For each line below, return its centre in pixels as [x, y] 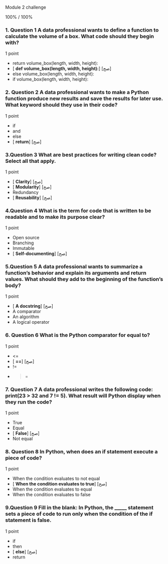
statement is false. [28, 520]
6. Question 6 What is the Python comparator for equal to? [78, 335]
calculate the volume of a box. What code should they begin [80, 36]
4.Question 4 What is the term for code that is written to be [78, 211]
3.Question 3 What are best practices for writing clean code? [81, 154]
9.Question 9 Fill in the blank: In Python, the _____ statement [79, 508]
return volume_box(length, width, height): [55, 63]
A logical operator [31, 322]
